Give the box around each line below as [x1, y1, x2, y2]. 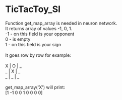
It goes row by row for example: [5, 52, 72, 58]
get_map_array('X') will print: [5, 84, 66, 90]
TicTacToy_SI [5, 4, 61, 15]
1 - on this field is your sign [5, 41, 62, 47]
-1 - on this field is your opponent [5, 31, 75, 37]
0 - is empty [5, 36, 31, 42]
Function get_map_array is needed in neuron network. [5, 20, 117, 26]
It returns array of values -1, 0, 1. [5, 25, 73, 31]
